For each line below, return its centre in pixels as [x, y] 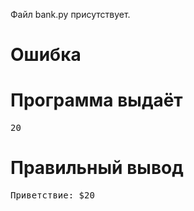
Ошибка [46, 55]
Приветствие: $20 [52, 195]
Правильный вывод [97, 168]
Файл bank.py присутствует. [70, 14]
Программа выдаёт [96, 100]
